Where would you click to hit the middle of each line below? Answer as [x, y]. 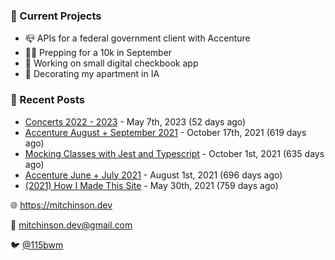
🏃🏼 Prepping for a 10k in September [98, 53]
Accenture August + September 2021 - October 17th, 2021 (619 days [165, 132]
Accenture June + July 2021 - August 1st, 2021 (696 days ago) [153, 175]
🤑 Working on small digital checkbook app [111, 63]
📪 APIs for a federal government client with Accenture [137, 38]
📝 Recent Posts [48, 100]
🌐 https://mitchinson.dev [61, 205]
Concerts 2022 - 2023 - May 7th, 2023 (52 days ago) [135, 121]
